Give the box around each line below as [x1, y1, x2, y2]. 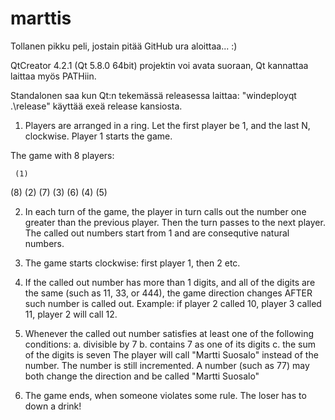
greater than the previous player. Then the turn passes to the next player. [24, 216, 326, 228]
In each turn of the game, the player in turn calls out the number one [24, 205, 307, 217]
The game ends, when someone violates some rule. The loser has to [24, 389, 307, 401]
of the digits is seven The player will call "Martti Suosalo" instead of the [24, 348, 319, 361]
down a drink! [24, 400, 82, 412]
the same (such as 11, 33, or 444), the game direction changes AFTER [24, 287, 313, 299]
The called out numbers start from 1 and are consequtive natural [24, 227, 290, 239]
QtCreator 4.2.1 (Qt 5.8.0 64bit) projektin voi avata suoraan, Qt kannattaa [10, 59, 309, 71]
